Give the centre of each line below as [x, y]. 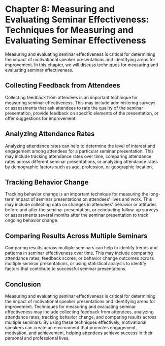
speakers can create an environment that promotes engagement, [71, 327]
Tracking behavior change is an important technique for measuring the [77, 194]
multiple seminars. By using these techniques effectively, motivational [76, 322]
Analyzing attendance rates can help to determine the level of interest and [80, 146]
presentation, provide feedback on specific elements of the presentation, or [82, 113]
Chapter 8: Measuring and [60, 9]
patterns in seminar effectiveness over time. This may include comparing [79, 253]
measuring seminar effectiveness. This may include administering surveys [80, 103]
